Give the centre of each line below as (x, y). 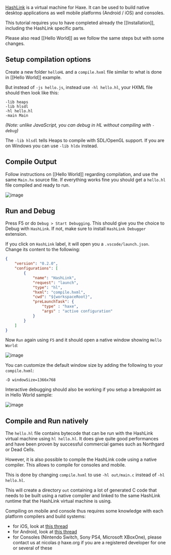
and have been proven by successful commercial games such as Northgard (85, 444)
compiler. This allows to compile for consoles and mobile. (66, 465)
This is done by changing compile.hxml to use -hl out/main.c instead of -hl (85, 475)
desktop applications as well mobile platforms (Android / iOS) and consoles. (85, 13)
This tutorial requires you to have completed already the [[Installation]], (80, 23)
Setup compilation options (48, 60)
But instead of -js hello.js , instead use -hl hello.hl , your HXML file (79, 87)
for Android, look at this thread (45, 532)
